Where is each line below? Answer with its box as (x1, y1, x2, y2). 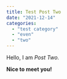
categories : (6, 20, 37, 26)
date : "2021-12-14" (6, 15, 56, 21)
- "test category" (12, 26, 59, 32)
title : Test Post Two (6, 9, 62, 15)
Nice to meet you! (6, 66, 52, 73)
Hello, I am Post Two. (6, 54, 60, 61)
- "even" (12, 32, 34, 38)
